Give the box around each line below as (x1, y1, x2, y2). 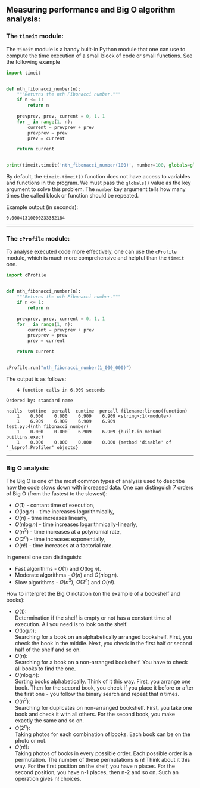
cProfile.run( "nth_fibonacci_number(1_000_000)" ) (6, 365, 132, 371)
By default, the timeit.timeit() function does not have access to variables (6, 173, 190, 180)
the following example (6, 58, 61, 65)
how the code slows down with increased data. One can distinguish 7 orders (6, 484, 193, 491)
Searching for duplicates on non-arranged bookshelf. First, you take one (14, 704, 192, 711)
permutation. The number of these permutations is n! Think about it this (14, 756, 190, 763)
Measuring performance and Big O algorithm (6, 5, 176, 15)
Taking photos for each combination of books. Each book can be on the (14, 731, 190, 738)
